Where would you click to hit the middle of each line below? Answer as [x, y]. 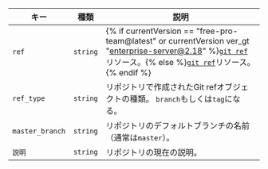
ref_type [29, 98]
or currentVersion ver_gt [204, 41]
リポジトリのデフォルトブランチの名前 [177, 126]
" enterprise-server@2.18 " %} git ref [177, 51]
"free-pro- [217, 31]
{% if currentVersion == [150, 31]
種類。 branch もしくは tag [177, 99]
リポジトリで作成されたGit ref [161, 87]
